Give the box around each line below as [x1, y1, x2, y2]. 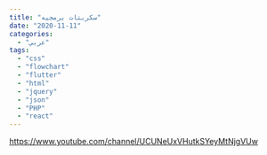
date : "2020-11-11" [9, 21, 82, 30]
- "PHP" [17, 104, 46, 112]
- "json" [17, 95, 50, 105]
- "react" [17, 112, 53, 120]
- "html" [17, 79, 50, 88]
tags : [9, 46, 29, 55]
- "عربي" [17, 37, 50, 47]
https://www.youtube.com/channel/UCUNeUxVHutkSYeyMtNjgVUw [9, 136, 258, 147]
